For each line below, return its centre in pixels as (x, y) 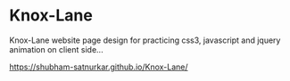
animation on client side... (57, 49)
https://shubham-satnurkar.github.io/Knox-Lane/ (99, 67)
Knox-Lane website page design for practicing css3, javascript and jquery (145, 40)
